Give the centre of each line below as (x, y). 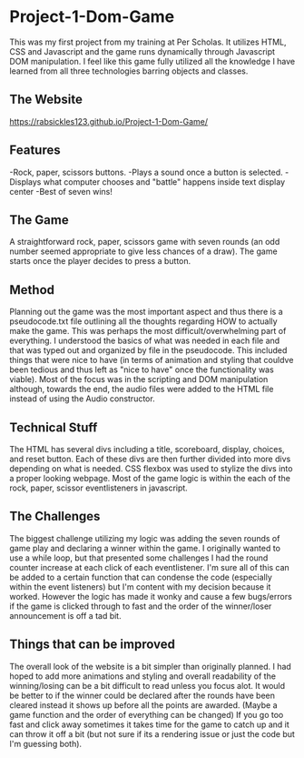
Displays (25, 182)
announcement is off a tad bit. (65, 615)
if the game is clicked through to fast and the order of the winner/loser (141, 606)
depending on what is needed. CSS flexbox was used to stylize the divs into (151, 469)
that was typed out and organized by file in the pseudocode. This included (148, 350)
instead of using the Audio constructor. (83, 399)
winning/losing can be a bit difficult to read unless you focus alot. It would (147, 685)
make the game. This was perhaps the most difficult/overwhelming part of (148, 331)
